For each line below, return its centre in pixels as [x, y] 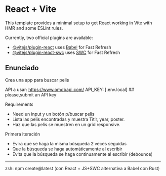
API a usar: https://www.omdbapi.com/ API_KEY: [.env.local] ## [70, 89]
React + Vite [31, 9]
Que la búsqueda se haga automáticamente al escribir [67, 149]
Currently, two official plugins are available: [49, 38]
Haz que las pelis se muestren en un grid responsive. [66, 124]
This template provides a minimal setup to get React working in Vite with [79, 23]
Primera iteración [23, 134]
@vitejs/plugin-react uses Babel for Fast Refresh [62, 47]
